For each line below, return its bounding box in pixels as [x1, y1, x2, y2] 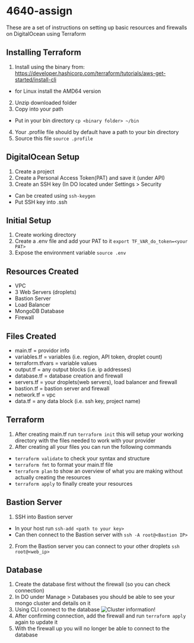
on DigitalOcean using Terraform [6, 30, 86, 37]
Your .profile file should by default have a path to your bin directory [14, 128, 179, 135]
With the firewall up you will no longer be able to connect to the [14, 625, 170, 632]
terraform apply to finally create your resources [14, 480, 133, 487]
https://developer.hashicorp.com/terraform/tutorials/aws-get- [14, 70, 166, 77]
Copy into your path [14, 105, 63, 113]
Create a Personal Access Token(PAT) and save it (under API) [14, 174, 165, 181]
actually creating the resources [14, 473, 91, 480]
